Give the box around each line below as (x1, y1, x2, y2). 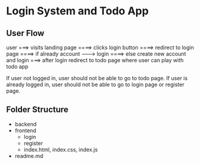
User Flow (6, 28, 45, 38)
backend (14, 120, 37, 127)
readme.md (14, 152, 44, 159)
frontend (14, 127, 37, 134)
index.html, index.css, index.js (23, 145, 98, 153)
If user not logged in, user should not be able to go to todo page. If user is (6, 75, 188, 81)
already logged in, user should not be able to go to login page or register (6, 81, 184, 88)
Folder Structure (6, 105, 69, 115)
